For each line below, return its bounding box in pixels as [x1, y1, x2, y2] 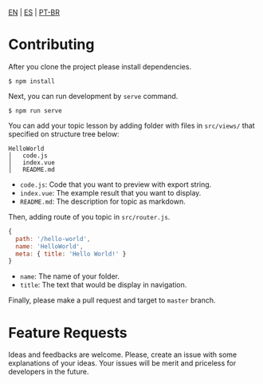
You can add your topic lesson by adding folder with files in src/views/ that [8, 121, 255, 130]
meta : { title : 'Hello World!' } [15, 250, 127, 258]
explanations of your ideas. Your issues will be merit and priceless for [8, 358, 237, 368]
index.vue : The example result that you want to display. [19, 188, 202, 197]
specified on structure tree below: [8, 129, 120, 139]
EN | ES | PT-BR [8, 8, 60, 17]
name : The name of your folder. [19, 271, 120, 281]
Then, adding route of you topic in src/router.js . [8, 212, 171, 221]
